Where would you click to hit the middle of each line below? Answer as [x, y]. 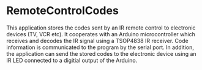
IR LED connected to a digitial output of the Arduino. [72, 60]
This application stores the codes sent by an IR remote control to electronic [101, 28]
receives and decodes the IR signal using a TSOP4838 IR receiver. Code [97, 41]
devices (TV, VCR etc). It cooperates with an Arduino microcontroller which [101, 34]
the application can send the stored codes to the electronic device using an [102, 53]
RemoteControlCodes [63, 11]
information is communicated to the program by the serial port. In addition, [100, 47]
